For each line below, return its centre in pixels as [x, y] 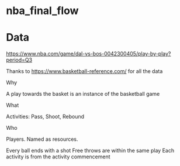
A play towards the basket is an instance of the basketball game [83, 94]
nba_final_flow [42, 11]
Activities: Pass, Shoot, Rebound [45, 117]
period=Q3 [19, 60]
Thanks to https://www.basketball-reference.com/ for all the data [84, 71]
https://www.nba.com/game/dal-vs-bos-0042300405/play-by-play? [89, 54]
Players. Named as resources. [42, 139]
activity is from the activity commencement [58, 157]
